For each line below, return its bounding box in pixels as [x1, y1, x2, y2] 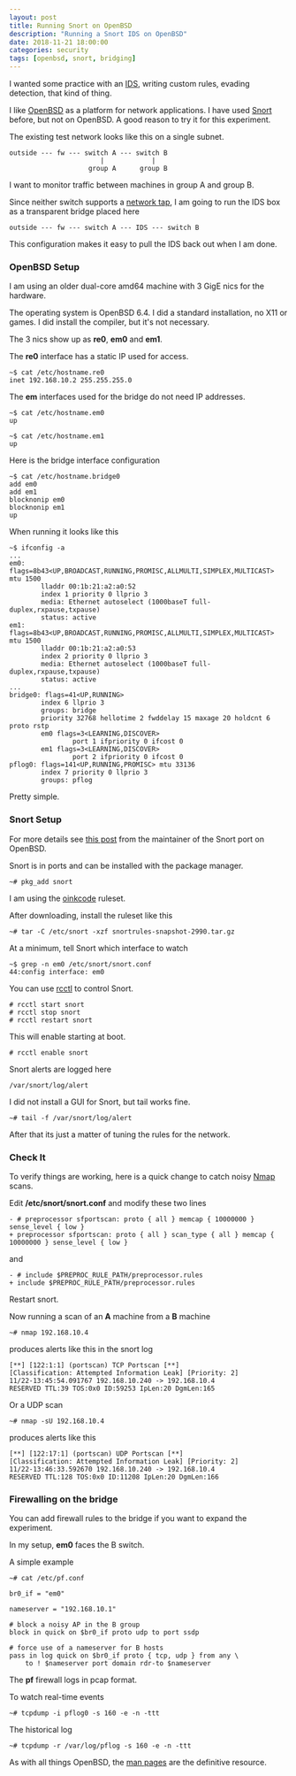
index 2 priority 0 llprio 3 [41, 652, 148, 661]
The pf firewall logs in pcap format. [9, 1674, 138, 1686]
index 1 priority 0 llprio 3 [41, 590, 148, 599]
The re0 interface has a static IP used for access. [9, 351, 189, 362]
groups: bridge [41, 706, 97, 715]
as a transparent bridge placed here [9, 206, 140, 217]
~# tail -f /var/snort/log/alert [9, 1113, 133, 1122]
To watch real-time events [9, 1692, 104, 1703]
